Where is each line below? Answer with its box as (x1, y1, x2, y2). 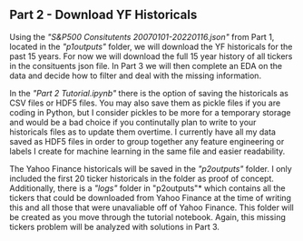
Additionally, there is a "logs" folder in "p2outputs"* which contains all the (9, 182, 286, 194)
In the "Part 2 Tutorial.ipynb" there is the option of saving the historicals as (9, 87, 288, 98)
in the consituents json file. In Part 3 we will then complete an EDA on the (9, 60, 283, 71)
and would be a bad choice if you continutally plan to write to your (9, 116, 257, 127)
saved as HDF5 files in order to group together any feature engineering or (9, 136, 285, 146)
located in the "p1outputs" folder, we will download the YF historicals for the (9, 41, 293, 52)
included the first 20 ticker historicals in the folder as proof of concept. (9, 173, 274, 184)
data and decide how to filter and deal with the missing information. (9, 70, 261, 81)
